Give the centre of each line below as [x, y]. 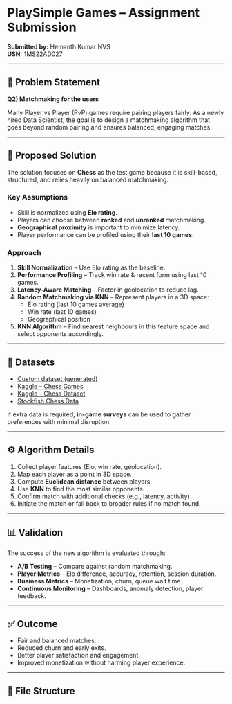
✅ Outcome [32, 624]
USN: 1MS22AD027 [35, 54]
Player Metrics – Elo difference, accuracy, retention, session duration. [117, 574]
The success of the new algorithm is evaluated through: [86, 553]
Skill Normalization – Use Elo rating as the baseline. [91, 267]
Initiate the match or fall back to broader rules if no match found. [109, 503]
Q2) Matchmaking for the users [53, 99]
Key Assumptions [37, 197]
